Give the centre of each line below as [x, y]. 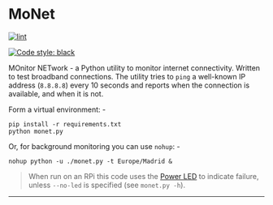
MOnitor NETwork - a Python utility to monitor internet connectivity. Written [134, 68]
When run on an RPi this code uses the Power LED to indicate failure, [143, 176]
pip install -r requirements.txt [65, 124]
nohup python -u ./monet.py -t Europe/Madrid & [91, 161]
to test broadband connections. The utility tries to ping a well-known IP [127, 76]
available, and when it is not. [56, 93]
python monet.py [36, 131]
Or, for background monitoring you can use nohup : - [94, 146]
